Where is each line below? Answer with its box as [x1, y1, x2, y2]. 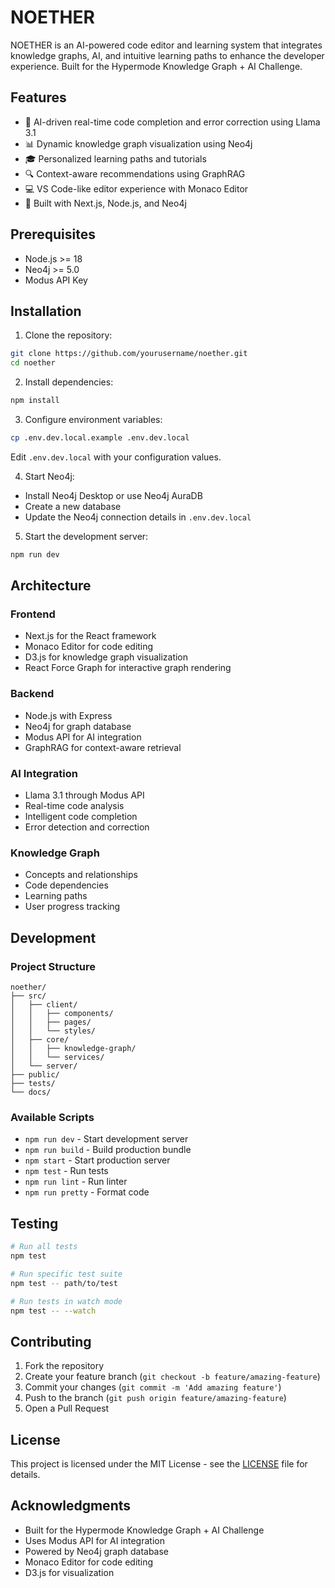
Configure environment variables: [24, 414, 163, 425]
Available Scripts [10, 1110, 95, 1124]
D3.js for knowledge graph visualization [24, 651, 189, 663]
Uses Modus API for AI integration [24, 1534, 165, 1546]
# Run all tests [10, 1242, 78, 1252]
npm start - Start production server [24, 1154, 171, 1166]
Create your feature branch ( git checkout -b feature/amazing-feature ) [24, 1371, 321, 1383]
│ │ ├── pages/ [10, 1017, 92, 1028]
